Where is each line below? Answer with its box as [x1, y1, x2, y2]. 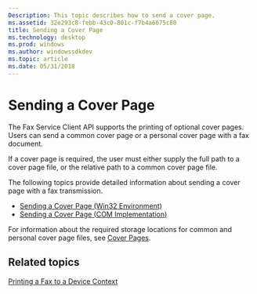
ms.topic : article [8, 56, 68, 64]
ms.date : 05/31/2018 [8, 63, 76, 71]
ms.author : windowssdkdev [8, 48, 92, 56]
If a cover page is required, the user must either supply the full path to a [8, 154, 241, 163]
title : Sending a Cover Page [8, 26, 103, 34]
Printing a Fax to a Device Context [8, 276, 118, 286]
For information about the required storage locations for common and [8, 224, 233, 234]
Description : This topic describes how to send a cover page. [8, 11, 215, 20]
